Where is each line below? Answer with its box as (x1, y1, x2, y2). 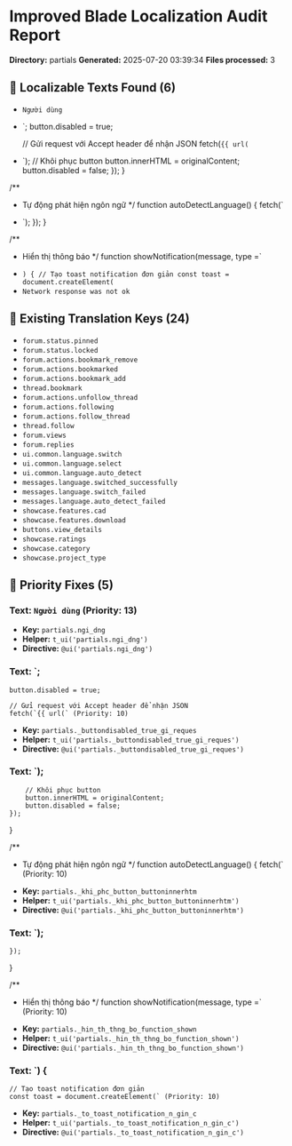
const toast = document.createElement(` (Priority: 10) (9, 1093, 220, 1102)
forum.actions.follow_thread (21, 411, 130, 421)
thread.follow (21, 421, 75, 430)
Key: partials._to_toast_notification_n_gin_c (21, 1108, 197, 1118)
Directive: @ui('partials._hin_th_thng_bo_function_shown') (21, 1042, 244, 1054)
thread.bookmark (21, 384, 83, 393)
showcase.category (21, 544, 91, 553)
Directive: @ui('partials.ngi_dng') (21, 643, 154, 654)
